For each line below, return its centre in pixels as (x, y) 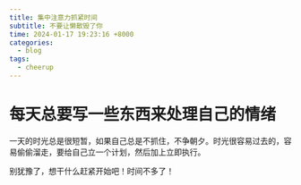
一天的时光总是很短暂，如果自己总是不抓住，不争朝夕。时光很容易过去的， (146, 140)
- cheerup (35, 68)
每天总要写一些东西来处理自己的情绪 (143, 115)
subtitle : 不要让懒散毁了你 (56, 26)
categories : (31, 42)
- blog (30, 51)
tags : (19, 59)
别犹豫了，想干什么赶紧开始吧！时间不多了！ (92, 171)
